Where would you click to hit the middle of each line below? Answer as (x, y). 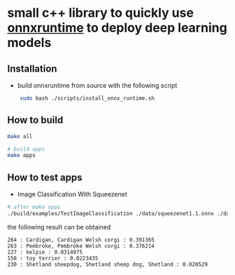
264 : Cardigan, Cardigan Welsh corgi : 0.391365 (81, 240)
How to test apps (45, 177)
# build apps (26, 149)
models (29, 43)
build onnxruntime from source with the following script (97, 85)
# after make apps (34, 207)
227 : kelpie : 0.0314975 (45, 252)
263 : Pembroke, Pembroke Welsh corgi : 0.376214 (81, 246)
